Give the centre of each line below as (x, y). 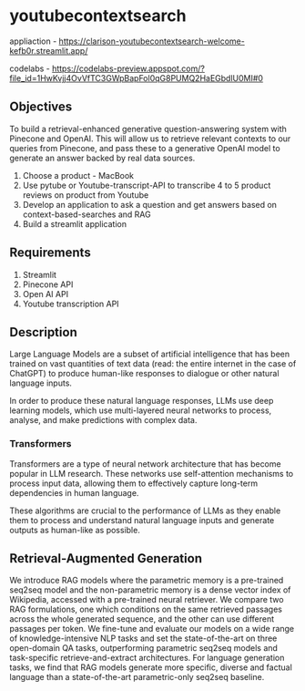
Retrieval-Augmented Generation (106, 558)
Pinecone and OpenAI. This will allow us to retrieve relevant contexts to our (150, 139)
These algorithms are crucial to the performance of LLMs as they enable (145, 511)
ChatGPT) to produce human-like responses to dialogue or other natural (144, 374)
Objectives (41, 107)
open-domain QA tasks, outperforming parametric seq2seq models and (143, 648)
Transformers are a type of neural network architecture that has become (145, 464)
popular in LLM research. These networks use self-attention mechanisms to (152, 473)
